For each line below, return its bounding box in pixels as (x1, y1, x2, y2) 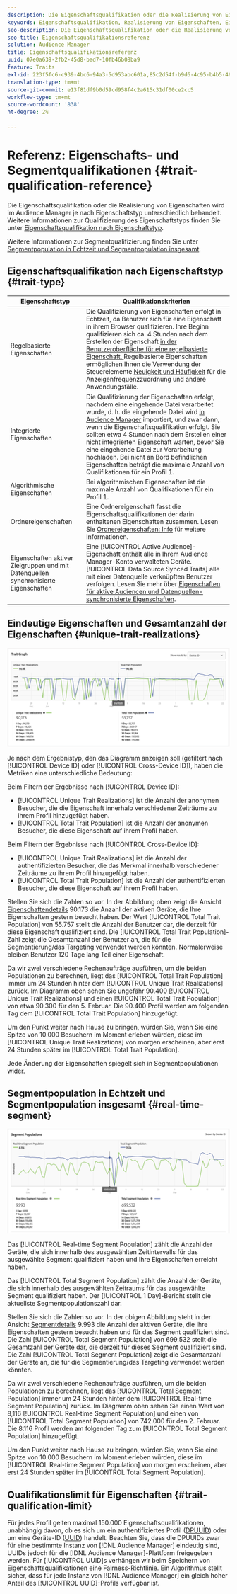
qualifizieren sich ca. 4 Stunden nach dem (85, 330, 208, 338)
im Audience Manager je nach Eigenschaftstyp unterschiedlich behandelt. (7, 208, 222, 217)
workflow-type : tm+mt (7, 93, 71, 101)
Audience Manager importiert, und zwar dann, (85, 415, 220, 423)
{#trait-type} (7, 276, 66, 288)
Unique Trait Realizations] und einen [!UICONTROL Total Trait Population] (7, 994, 220, 1003)
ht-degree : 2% (7, 108, 49, 116)
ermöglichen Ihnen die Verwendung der (85, 360, 201, 368)
